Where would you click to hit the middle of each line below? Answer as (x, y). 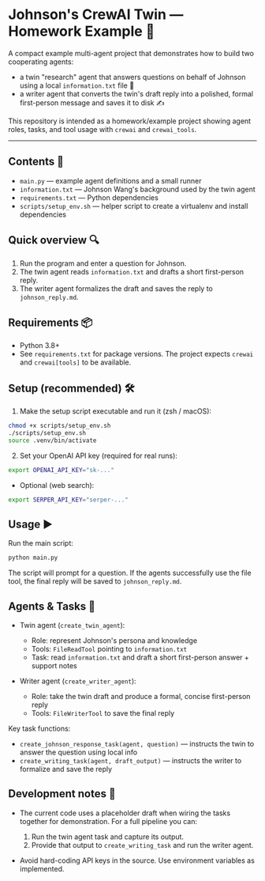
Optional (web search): (57, 485)
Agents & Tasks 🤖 (52, 606)
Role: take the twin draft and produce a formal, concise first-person (141, 697)
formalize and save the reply (66, 769)
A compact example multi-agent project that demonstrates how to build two (131, 53)
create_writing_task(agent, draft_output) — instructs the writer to (131, 761)
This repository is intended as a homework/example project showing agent (129, 121)
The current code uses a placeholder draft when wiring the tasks (125, 813)
